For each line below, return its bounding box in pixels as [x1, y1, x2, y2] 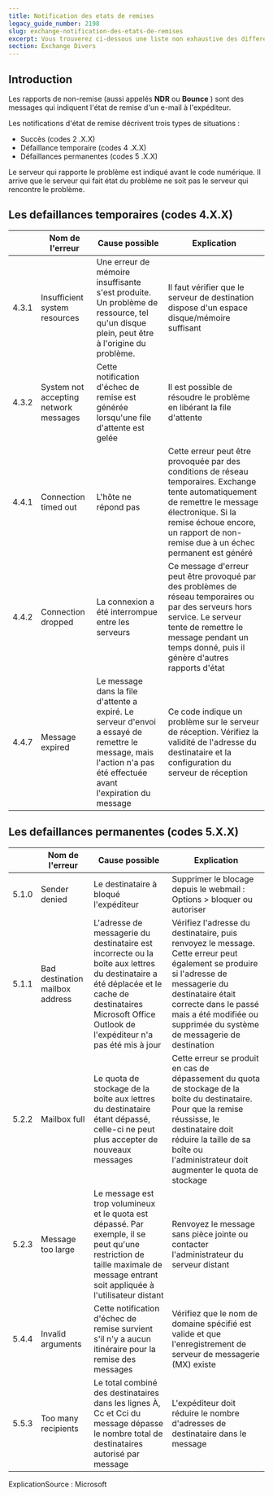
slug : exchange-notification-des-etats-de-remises [8, 27, 184, 35]
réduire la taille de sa [171, 1133, 251, 1145]
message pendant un [167, 632, 249, 643]
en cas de [171, 1062, 210, 1074]
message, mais [96, 746, 154, 758]
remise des [93, 1353, 136, 1364]
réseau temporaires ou [167, 591, 254, 602]
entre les [96, 616, 130, 628]
